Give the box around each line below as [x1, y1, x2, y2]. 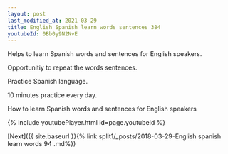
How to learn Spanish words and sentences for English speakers [7, 104, 197, 114]
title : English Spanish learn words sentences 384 [7, 23, 161, 31]
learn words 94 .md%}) [7, 140, 76, 148]
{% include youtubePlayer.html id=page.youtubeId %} [7, 119, 166, 127]
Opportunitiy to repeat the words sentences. [7, 63, 138, 72]
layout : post [7, 10, 46, 18]
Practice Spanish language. [7, 77, 88, 86]
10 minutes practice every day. [7, 91, 98, 99]
